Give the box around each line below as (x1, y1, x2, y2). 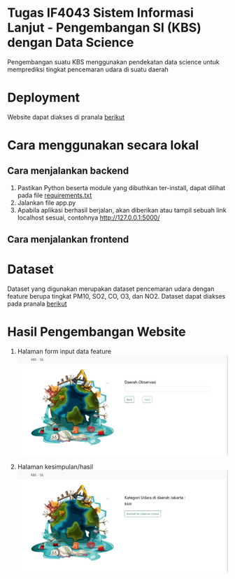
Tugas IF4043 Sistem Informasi (7, 5, 194, 21)
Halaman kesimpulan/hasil (17, 463, 93, 471)
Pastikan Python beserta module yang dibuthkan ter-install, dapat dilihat (17, 183, 226, 192)
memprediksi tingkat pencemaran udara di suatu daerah (7, 65, 169, 73)
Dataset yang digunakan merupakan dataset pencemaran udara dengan (7, 285, 215, 293)
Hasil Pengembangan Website (7, 324, 187, 340)
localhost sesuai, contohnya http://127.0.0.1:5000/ (17, 213, 160, 222)
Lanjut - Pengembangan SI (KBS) (7, 20, 201, 36)
